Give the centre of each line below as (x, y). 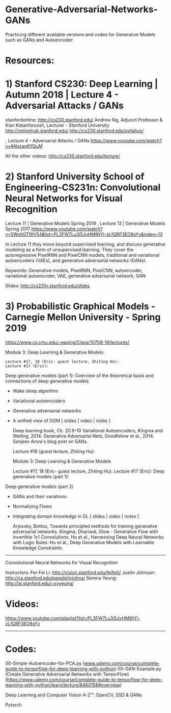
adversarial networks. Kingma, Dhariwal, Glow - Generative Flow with (85, 531)
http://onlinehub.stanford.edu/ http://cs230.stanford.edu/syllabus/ (75, 131)
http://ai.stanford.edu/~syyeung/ (39, 583)
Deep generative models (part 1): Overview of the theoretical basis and (79, 375)
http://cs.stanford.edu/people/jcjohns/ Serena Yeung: (61, 578)
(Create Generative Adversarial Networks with (53, 674)
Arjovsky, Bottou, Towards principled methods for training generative (85, 526)
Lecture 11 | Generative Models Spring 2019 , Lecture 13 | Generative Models (85, 223)
